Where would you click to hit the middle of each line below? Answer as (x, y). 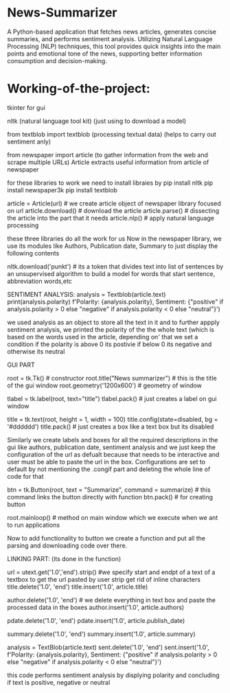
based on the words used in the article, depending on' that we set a (103, 337)
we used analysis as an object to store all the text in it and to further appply (113, 322)
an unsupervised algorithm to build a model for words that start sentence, (111, 273)
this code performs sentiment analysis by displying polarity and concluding (113, 675)
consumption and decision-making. (57, 60)
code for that (25, 476)
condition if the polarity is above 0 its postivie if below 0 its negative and (110, 344)
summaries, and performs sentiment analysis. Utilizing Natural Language (110, 38)
